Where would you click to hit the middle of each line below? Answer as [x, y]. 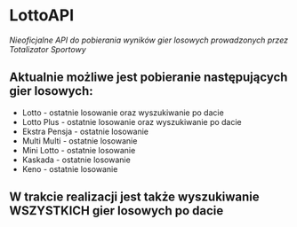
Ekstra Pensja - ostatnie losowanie [85, 131]
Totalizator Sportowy [48, 49]
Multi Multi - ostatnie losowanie [80, 141]
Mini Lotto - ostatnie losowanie [79, 150]
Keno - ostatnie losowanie [70, 168]
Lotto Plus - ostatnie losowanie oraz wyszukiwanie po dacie [132, 121]
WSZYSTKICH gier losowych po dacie [116, 211]
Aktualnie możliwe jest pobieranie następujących [148, 78]
